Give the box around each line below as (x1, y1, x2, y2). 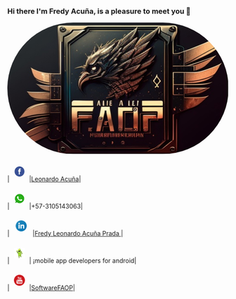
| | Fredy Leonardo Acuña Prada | (7, 230, 124, 238)
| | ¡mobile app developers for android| (7, 256, 137, 265)
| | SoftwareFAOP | (7, 284, 76, 292)
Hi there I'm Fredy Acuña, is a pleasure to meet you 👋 (7, 6, 191, 16)
